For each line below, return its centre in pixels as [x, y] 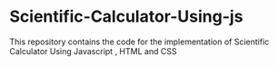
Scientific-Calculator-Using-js [126, 17]
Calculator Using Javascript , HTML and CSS [93, 51]
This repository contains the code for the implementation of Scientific [139, 42]
